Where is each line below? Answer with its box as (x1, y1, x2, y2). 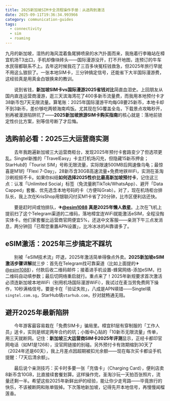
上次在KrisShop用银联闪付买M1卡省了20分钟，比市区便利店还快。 (22, 193, 160, 199)
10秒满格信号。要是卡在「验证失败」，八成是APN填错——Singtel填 (14, 285, 151, 292)
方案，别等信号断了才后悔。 (22, 118, 81, 124)
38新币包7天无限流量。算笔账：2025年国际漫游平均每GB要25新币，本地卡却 (5, 99, 164, 105)
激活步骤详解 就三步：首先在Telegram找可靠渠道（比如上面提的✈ (5, 260, 140, 266)
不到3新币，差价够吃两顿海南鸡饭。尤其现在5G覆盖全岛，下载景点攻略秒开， (5, 105, 165, 112)
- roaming (10, 36, 30, 41)
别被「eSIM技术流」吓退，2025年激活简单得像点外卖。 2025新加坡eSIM (14, 254, 164, 260)
